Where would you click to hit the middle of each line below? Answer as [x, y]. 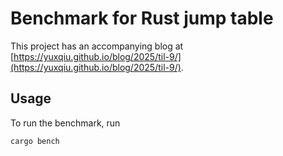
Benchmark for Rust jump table [142, 18]
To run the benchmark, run [65, 123]
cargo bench [35, 141]
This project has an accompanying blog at [97, 46]
